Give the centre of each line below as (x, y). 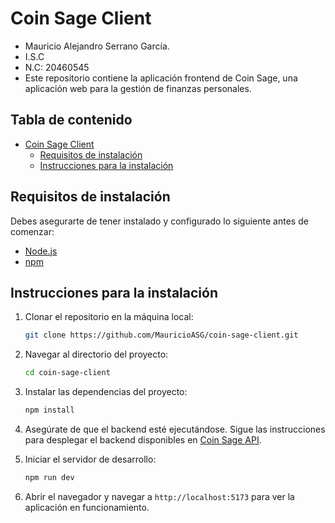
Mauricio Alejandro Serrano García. (97, 46)
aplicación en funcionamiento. (87, 507)
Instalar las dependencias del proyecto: (106, 392)
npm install (49, 410)
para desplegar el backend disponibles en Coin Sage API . (143, 440)
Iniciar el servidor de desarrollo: (90, 459)
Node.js (41, 251)
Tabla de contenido (71, 120)
